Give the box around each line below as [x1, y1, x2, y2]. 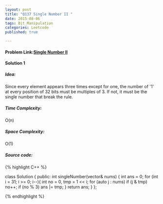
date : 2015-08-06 [5, 16, 40, 21]
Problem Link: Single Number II [5, 49, 68, 55]
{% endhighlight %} [5, 193, 45, 200]
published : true [5, 30, 38, 35]
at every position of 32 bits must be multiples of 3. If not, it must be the [5, 89, 147, 95]
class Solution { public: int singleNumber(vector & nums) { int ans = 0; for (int [5, 174, 158, 180]
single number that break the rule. [5, 94, 73, 100]
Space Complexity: [5, 129, 45, 134]
